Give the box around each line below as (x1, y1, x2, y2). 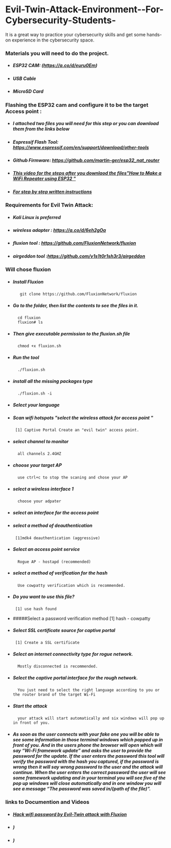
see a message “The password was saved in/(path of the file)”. (12, 785, 151, 792)
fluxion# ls (17, 320, 43, 325)
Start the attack (12, 703, 48, 709)
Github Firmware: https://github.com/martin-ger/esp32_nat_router (12, 157, 160, 163)
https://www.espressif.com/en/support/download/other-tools (12, 144, 149, 150)
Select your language (12, 402, 60, 408)
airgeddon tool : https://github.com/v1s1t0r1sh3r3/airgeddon (12, 253, 145, 259)
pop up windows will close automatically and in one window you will (12, 780, 162, 786)
